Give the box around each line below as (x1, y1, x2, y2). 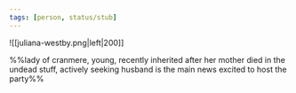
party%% (9, 73, 44, 84)
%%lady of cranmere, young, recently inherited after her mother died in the (9, 54, 286, 65)
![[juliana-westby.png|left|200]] (9, 37, 124, 48)
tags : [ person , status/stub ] (9, 12, 117, 22)
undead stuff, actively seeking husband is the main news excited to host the (9, 64, 287, 74)
